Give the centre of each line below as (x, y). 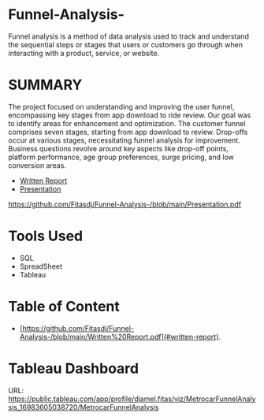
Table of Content (64, 307)
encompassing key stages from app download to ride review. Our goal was (130, 115)
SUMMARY (45, 85)
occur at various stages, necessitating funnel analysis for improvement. (124, 140)
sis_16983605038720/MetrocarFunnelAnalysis (84, 407)
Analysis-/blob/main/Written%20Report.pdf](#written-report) (119, 336)
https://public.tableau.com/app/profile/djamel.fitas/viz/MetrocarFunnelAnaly (132, 399)
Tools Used (46, 236)
